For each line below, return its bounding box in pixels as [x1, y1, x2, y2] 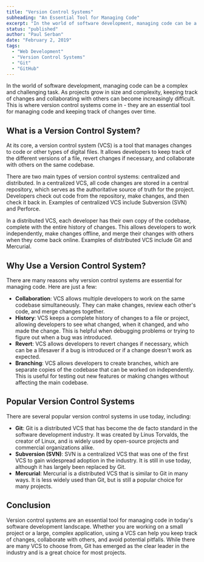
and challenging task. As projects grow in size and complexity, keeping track [6, 89, 198, 96]
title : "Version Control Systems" [6, 9, 94, 15]
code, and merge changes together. [15, 308, 105, 315]
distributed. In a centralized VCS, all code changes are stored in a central [6, 179, 189, 187]
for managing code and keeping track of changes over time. [6, 108, 157, 116]
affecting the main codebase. [15, 379, 89, 386]
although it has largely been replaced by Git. [15, 463, 126, 470]
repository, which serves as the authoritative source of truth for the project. [6, 186, 195, 193]
